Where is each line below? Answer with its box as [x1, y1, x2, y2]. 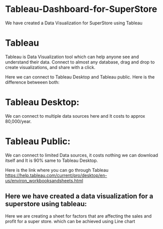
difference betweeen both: [5, 79, 60, 85]
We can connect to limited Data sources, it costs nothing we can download [5, 152, 158, 158]
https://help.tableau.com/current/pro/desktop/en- [5, 172, 107, 178]
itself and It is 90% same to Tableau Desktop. [5, 157, 98, 163]
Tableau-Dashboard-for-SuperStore [5, 3, 158, 15]
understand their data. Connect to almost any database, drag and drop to [5, 59, 155, 65]
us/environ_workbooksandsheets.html [5, 177, 83, 183]
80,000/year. [5, 118, 32, 124]
